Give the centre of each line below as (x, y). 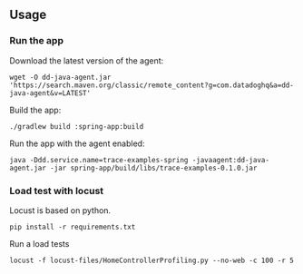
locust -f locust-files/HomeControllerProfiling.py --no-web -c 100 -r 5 (152, 260)
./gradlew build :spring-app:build (77, 126)
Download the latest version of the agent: (87, 60)
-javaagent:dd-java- (231, 160)
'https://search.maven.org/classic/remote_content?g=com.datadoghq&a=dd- (152, 85)
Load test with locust (57, 191)
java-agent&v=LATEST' (50, 93)
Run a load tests (39, 243)
